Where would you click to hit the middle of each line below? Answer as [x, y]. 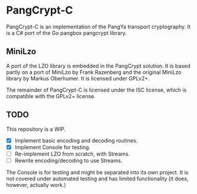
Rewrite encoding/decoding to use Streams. [69, 160]
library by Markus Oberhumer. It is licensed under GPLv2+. [78, 78]
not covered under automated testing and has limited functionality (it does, [97, 179]
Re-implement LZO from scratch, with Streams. [72, 154]
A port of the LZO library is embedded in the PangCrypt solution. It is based [99, 66]
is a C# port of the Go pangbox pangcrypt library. [66, 33]
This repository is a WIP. [36, 129]
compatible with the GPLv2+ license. [51, 96]
